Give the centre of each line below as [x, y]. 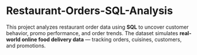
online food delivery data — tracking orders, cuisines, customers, [102, 39]
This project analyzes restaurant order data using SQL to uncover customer [98, 27]
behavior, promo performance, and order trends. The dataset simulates [92, 33]
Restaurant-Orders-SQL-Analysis [90, 11]
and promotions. [26, 46]
